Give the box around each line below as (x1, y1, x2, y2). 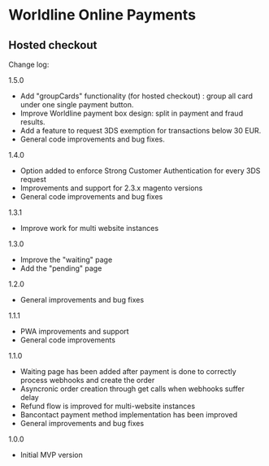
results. (20, 117, 46, 127)
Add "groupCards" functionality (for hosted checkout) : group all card (20, 91, 254, 101)
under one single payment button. (20, 100, 134, 109)
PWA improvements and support (20, 327, 129, 336)
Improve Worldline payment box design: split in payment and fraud (20, 108, 244, 118)
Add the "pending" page (20, 263, 102, 273)
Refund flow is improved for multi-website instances (20, 401, 196, 411)
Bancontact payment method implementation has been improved (20, 410, 238, 420)
